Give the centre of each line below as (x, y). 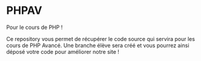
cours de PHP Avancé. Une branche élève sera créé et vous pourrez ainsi (98, 45)
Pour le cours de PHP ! (35, 27)
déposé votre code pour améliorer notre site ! (63, 51)
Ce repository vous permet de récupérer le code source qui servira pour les (101, 39)
